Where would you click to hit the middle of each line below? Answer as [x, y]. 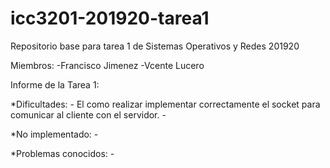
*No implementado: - [54, 134]
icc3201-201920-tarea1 [110, 18]
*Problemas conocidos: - [62, 153]
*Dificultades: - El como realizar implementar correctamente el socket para [165, 104]
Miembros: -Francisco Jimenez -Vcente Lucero [107, 65]
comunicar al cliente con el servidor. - [88, 114]
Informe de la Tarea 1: [55, 84]
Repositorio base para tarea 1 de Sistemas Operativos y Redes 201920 [155, 46]
